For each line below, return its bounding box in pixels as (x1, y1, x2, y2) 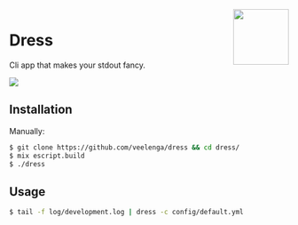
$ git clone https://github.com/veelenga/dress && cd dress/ (9, 142, 240, 152)
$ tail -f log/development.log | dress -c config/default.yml (9, 208, 244, 217)
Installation (9, 102, 73, 117)
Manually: (9, 125, 45, 136)
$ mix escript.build (9, 151, 86, 160)
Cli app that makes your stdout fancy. (9, 60, 146, 70)
